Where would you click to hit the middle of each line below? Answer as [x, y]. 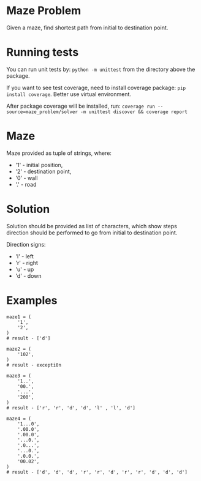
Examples [32, 300]
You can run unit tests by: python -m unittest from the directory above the [101, 69]
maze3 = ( [19, 376]
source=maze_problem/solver [42, 112]
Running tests [43, 52]
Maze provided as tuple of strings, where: [59, 153]
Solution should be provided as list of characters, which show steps [92, 226]
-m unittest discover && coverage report [134, 112]
